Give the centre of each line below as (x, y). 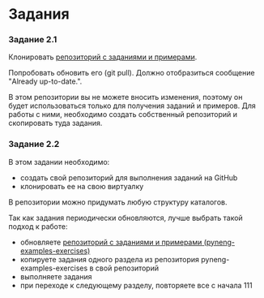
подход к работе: (38, 226)
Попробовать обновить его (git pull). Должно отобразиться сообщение (132, 73)
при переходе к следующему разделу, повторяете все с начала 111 (136, 285)
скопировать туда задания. (55, 123)
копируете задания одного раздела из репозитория (110, 259)
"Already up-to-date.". (45, 81)
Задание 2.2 (34, 145)
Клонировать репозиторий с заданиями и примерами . (103, 57)
